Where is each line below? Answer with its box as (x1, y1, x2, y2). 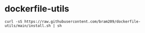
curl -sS (4, 19, 23, 24)
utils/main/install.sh (4, 23, 51, 28)
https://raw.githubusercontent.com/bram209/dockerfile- (24, 19, 141, 24)
